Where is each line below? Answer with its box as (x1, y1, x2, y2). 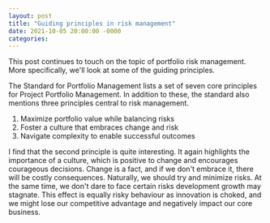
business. (8, 208, 41, 217)
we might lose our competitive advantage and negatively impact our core (8, 199, 253, 208)
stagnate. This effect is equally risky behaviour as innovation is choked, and (8, 190, 262, 199)
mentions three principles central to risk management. (8, 98, 189, 108)
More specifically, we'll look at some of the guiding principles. (8, 66, 215, 75)
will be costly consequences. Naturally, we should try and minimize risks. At (8, 173, 262, 182)
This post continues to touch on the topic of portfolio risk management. (8, 57, 246, 66)
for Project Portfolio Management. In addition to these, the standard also (8, 90, 250, 100)
